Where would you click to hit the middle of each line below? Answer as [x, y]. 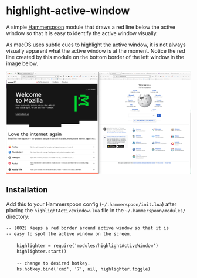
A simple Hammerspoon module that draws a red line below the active [91, 27]
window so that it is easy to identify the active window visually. [82, 33]
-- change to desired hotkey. [54, 263]
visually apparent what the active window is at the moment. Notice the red [96, 50]
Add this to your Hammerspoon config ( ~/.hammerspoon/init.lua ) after [91, 204]
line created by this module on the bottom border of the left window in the [95, 57]
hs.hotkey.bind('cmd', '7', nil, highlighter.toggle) [84, 269]
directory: [18, 216]
